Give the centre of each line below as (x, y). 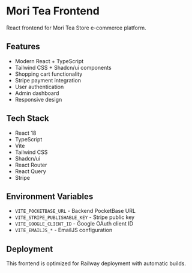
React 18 (25, 133)
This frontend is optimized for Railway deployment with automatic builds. (96, 263)
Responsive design (38, 99)
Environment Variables (50, 196)
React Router (31, 165)
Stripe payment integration (48, 80)
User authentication (39, 87)
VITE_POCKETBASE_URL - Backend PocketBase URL (75, 211)
